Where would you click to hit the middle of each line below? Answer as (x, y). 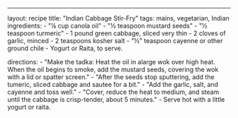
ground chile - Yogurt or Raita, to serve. (65, 48)
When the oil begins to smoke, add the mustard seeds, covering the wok (113, 69)
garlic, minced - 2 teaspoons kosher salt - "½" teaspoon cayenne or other (115, 41)
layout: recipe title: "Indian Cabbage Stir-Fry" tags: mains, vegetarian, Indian (119, 18)
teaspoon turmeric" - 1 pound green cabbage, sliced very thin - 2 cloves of (117, 33)
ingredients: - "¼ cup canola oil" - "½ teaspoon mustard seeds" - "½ (107, 26)
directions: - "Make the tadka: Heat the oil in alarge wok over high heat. (112, 62)
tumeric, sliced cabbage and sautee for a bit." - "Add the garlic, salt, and (113, 84)
